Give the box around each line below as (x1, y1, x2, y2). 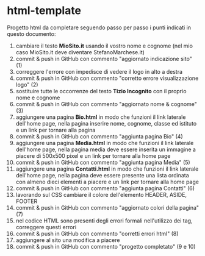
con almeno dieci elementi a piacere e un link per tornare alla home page (15, 178, 199, 185)
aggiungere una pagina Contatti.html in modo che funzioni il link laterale (15, 165, 199, 172)
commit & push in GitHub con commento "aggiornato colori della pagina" (15, 204, 200, 211)
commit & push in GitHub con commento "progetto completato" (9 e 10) (15, 243, 196, 250)
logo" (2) (15, 80, 38, 88)
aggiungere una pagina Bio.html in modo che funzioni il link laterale (15, 113, 186, 121)
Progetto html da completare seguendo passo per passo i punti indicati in (7, 24, 192, 31)
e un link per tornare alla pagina (15, 126, 96, 133)
